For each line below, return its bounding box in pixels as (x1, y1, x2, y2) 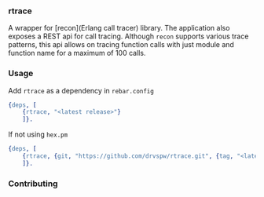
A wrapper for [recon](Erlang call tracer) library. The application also (8, 24, 230, 33)
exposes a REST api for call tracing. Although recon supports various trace (8, 31, 249, 41)
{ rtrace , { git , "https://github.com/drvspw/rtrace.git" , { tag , (22, 152, 234, 160)
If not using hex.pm (8, 130, 68, 139)
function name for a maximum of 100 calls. (8, 49, 146, 58)
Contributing (8, 178, 58, 189)
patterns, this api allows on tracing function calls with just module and (8, 40, 234, 49)
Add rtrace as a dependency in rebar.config (8, 86, 155, 95)
